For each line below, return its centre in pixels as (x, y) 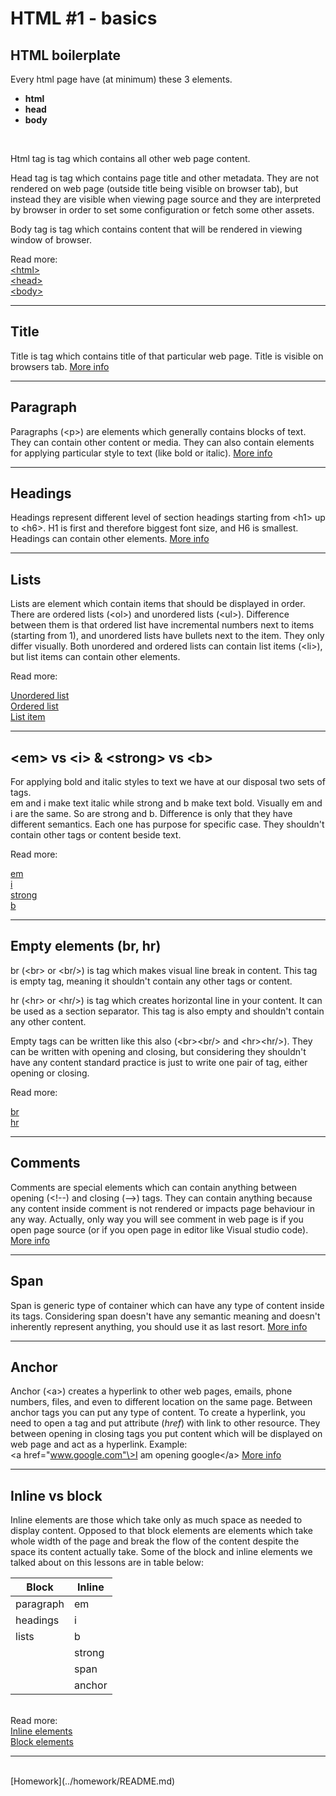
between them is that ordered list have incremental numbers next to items (162, 625)
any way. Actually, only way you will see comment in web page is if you (157, 1219)
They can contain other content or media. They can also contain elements (162, 442)
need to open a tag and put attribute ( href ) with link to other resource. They (165, 1423)
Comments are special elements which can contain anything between (153, 1187)
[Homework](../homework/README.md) (93, 1781)
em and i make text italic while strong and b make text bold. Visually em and (166, 803)
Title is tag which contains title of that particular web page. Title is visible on (167, 356)
